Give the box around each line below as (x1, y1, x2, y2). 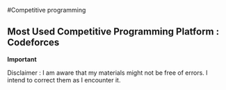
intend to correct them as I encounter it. (7, 75, 121, 84)
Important (7, 55, 37, 63)
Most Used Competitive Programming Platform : (7, 26, 220, 37)
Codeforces (7, 37, 60, 48)
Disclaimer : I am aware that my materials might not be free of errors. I (7, 69, 208, 77)
